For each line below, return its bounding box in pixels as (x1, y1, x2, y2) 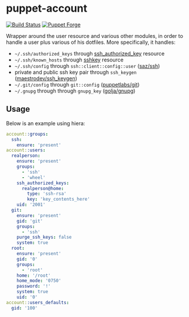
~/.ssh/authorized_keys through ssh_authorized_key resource (14, 50, 165, 57)
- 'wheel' (21, 174, 46, 180)
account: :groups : (6, 131, 49, 137)
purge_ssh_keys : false (16, 235, 72, 240)
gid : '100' (11, 305, 38, 311)
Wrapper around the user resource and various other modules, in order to (6, 32, 183, 39)
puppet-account (6, 2, 88, 15)
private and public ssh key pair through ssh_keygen (14, 68, 137, 75)
